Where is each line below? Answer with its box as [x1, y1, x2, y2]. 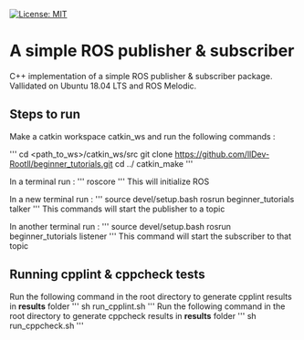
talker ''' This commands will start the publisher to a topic [9, 203, 225, 214]
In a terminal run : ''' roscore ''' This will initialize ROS [9, 176, 210, 187]
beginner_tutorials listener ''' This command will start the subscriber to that [9, 231, 292, 242]
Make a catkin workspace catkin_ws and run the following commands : [9, 130, 276, 141]
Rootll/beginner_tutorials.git [9, 158, 113, 169]
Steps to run [9, 107, 80, 122]
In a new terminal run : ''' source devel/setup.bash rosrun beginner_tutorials [9, 193, 295, 204]
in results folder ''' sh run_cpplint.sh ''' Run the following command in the [9, 301, 286, 312]
